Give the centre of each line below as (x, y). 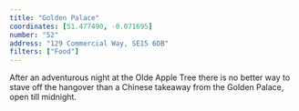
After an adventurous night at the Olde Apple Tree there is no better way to (150, 77)
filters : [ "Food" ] (44, 52)
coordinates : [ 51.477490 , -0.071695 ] (81, 26)
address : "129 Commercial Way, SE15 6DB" (89, 43)
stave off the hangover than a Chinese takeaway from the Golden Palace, (147, 87)
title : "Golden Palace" (55, 18)
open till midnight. (43, 97)
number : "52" (34, 35)
